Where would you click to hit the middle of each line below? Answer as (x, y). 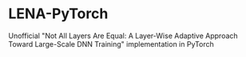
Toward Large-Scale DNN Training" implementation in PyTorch (111, 44)
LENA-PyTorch (58, 14)
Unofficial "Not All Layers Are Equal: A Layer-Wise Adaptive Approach (123, 36)
